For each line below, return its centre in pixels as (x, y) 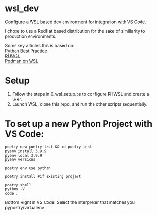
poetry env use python (28, 168)
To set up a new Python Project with (79, 124)
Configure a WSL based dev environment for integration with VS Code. (76, 22)
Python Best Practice (26, 51)
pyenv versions (20, 159)
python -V (15, 189)
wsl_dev (22, 8)
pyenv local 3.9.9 (24, 155)
